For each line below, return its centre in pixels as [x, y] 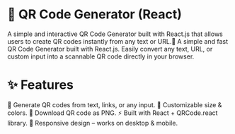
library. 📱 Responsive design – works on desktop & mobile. [93, 123]
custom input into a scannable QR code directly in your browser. [101, 56]
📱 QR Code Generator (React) [94, 14]
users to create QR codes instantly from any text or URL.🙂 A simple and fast [118, 41]
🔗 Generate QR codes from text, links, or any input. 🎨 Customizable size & [115, 104]
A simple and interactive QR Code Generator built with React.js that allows [115, 34]
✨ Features [41, 85]
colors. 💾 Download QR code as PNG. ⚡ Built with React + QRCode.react [113, 113]
